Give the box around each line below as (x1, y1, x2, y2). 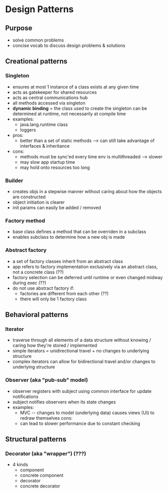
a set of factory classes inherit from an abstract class (12, 258, 123, 264)
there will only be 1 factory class (20, 296, 87, 302)
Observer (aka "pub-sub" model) (5, 377, 88, 384)
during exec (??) (12, 280, 47, 286)
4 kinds (12, 462, 29, 468)
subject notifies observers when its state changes (12, 398, 116, 405)
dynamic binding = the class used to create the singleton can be (12, 105, 147, 111)
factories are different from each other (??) (20, 290, 109, 296)
